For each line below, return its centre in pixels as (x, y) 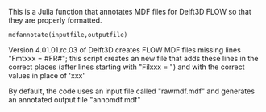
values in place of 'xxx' (47, 75)
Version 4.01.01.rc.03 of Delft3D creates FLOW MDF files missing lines (125, 50)
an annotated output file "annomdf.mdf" (75, 100)
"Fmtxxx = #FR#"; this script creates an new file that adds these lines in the (133, 58)
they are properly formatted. (55, 20)
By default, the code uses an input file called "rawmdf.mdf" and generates (132, 91)
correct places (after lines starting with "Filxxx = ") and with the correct (127, 67)
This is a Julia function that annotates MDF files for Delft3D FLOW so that (130, 12)
